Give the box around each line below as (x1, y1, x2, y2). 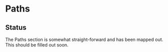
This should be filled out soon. (5, 42, 69, 48)
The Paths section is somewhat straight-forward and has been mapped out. (5, 36, 163, 42)
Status (5, 23, 27, 32)
